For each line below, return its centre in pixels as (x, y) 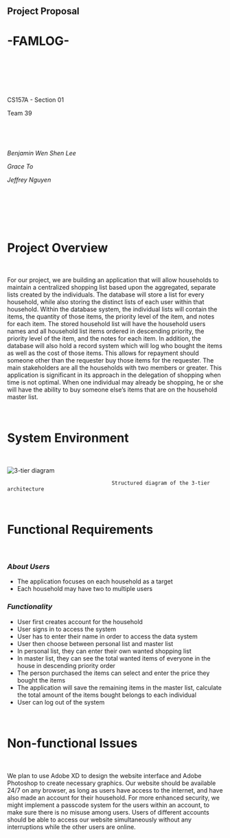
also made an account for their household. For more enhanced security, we (113, 797)
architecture (26, 489)
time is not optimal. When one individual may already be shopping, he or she (115, 383)
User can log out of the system (61, 702)
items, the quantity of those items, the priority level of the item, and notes (111, 316)
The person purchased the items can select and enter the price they (113, 673)
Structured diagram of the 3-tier (161, 483)
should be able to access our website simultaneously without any (100, 819)
